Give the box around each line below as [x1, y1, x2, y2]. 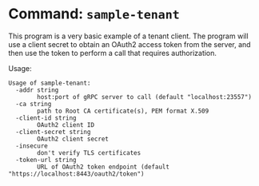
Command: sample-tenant [8, 5, 180, 23]
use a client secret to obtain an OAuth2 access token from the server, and [8, 39, 251, 49]
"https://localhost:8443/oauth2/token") [8, 169, 145, 178]
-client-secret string [15, 128, 91, 136]
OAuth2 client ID [37, 121, 94, 129]
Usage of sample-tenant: [8, 79, 91, 87]
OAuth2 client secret [37, 135, 110, 143]
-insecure [15, 141, 48, 150]
